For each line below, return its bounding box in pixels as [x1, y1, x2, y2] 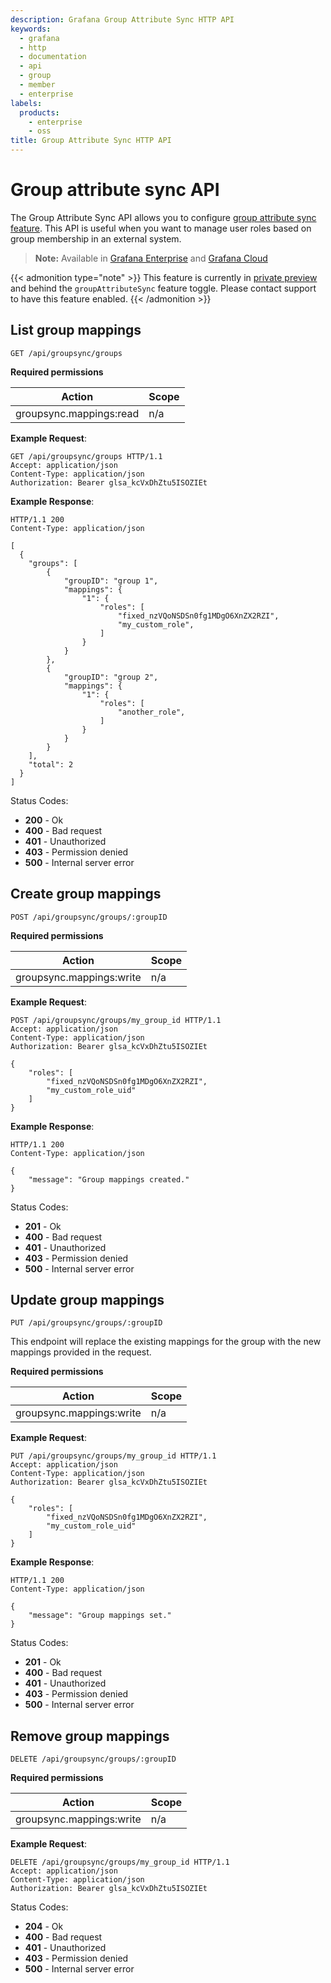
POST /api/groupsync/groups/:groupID [10, 912, 168, 922]
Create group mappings [10, 886, 162, 903]
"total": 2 [28, 759, 74, 770]
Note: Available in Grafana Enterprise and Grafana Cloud [34, 252, 268, 264]
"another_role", [117, 707, 186, 717]
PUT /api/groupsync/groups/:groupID [10, 1318, 163, 1328]
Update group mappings [10, 1291, 165, 1308]
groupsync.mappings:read [15, 406, 140, 420]
